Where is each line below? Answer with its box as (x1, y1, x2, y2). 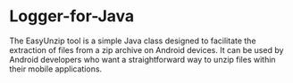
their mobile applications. (9, 64, 103, 74)
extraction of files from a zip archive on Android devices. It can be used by (9, 44, 284, 55)
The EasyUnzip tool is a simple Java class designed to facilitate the (9, 35, 256, 46)
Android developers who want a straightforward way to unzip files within (9, 54, 276, 64)
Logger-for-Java (9, 6, 135, 26)
